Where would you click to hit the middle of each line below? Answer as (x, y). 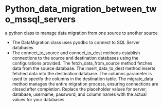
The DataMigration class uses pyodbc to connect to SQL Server (76, 42)
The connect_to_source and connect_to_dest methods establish (76, 53)
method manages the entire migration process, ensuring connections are (85, 84)
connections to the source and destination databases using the (75, 58)
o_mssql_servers (40, 19)
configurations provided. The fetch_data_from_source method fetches (82, 63)
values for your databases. (39, 99)
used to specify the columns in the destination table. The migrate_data (82, 79)
